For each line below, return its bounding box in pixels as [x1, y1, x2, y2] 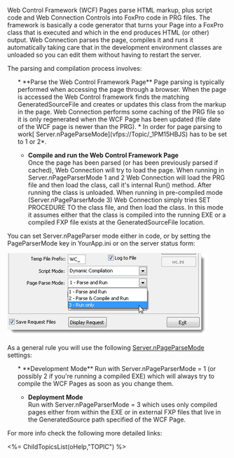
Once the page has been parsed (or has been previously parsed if [27, 159, 219, 167]
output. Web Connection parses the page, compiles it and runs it [7, 36, 194, 44]
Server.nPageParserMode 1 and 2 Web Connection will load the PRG [27, 173, 226, 182]
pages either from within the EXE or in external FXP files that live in [27, 408, 221, 416]
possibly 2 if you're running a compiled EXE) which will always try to [17, 372, 215, 380]
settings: [7, 351, 33, 359]
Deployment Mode [27, 393, 83, 401]
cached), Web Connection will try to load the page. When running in [27, 166, 224, 174]
